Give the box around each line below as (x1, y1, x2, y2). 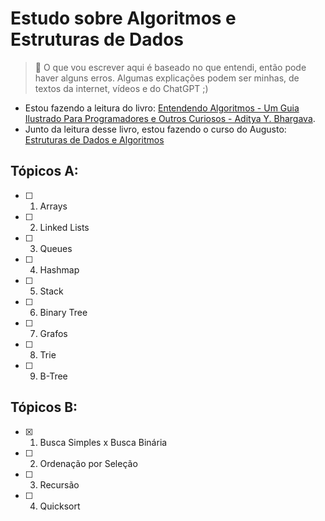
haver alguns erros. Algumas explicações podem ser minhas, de (34, 72, 300, 84)
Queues (39, 242, 73, 254)
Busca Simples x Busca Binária (39, 436, 168, 448)
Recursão (39, 478, 80, 491)
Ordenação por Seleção (39, 457, 138, 469)
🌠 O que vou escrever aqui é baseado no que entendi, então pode (34, 61, 307, 73)
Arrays (39, 200, 68, 212)
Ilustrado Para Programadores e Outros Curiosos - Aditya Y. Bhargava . (24, 112, 316, 124)
